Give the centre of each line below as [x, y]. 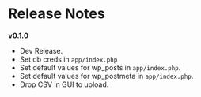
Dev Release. [41, 50]
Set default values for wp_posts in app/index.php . [100, 67]
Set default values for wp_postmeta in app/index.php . [106, 76]
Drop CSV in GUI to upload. [64, 84]
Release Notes [57, 14]
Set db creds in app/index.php [68, 59]
